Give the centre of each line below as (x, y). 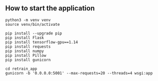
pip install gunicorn (28, 60)
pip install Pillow (26, 55)
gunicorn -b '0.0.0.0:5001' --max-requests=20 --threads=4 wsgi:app (79, 73)
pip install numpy (25, 51)
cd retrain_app (21, 69)
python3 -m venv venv (28, 20)
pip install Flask (25, 37)
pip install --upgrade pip (34, 33)
